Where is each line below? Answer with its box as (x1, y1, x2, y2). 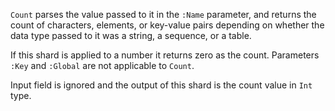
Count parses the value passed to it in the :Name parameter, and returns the (10, 9, 317, 20)
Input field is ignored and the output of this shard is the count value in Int (10, 79, 313, 91)
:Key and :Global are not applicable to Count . (10, 60, 195, 71)
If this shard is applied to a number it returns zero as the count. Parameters (10, 49, 320, 61)
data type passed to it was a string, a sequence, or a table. (10, 30, 252, 41)
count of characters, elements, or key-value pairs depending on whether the (10, 19, 325, 31)
